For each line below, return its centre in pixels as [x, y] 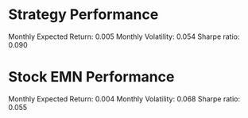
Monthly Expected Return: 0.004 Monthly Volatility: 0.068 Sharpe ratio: [124, 99]
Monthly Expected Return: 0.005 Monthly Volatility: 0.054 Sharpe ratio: [124, 36]
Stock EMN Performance [91, 77]
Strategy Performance [83, 15]
